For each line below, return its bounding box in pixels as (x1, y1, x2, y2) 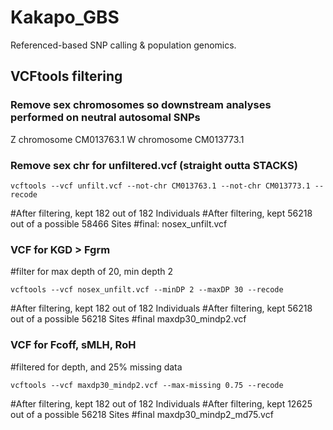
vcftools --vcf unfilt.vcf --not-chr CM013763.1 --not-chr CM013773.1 (10, 181, 311, 191)
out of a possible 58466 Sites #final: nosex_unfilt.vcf (10, 217, 228, 230)
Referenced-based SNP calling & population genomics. (10, 39, 237, 51)
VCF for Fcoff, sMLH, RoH (10, 338, 137, 352)
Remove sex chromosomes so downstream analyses (10, 98, 272, 112)
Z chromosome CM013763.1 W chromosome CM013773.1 (10, 133, 245, 145)
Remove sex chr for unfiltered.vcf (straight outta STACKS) (10, 158, 298, 172)
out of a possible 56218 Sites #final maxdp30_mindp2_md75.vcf (10, 408, 274, 420)
